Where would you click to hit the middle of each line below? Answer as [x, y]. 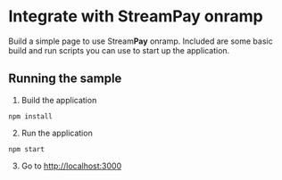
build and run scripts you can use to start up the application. [119, 50]
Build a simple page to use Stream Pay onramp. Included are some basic [141, 41]
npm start [27, 149]
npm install [30, 116]
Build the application [59, 100]
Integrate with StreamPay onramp [136, 16]
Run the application [57, 133]
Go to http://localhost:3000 [71, 166]
